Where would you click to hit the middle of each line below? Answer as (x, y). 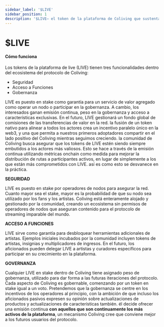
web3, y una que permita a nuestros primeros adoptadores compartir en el (80, 133)
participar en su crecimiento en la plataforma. (51, 254)
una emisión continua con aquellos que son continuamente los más (74, 309)
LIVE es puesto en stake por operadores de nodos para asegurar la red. (77, 188)
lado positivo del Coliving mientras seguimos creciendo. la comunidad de (79, 138)
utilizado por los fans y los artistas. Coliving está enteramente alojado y (77, 199)
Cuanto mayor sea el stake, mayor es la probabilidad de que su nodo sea (78, 193)
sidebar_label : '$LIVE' (29, 10)
